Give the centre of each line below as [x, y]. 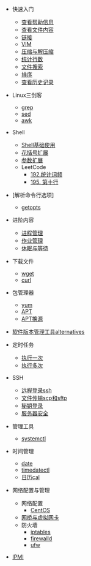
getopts [31, 207]
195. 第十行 [44, 182]
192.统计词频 [46, 174]
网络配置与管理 [31, 490]
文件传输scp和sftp [44, 398]
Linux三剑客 [27, 95]
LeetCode [34, 167]
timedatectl [35, 470]
